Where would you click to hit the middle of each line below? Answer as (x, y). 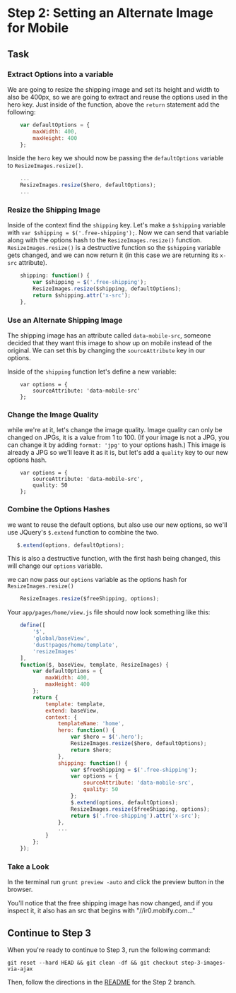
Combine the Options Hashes (59, 509)
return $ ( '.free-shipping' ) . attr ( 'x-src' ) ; (135, 816)
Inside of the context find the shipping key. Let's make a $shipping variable (117, 225)
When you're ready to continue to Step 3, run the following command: (109, 950)
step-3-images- (203, 963)
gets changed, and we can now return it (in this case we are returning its (113, 255)
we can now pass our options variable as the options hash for (97, 580)
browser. (20, 890)
